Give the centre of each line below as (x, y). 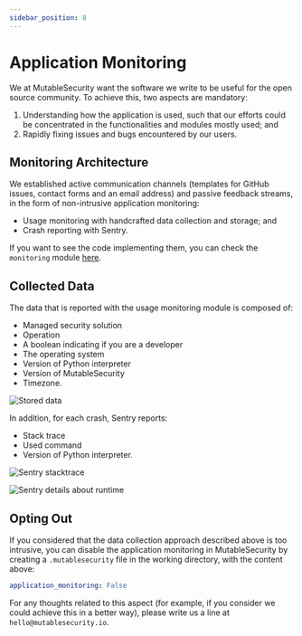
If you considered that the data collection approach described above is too (148, 540)
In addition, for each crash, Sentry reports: (89, 418)
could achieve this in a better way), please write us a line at (120, 612)
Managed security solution (72, 326)
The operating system (63, 355)
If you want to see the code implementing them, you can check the (134, 248)
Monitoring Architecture (79, 162)
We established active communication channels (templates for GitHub (139, 184)
